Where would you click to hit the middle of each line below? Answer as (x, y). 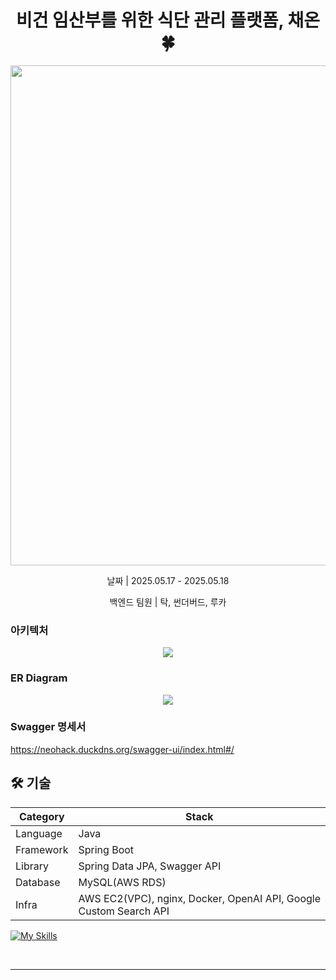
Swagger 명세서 (48, 727)
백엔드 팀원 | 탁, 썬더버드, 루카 (168, 602)
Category (41, 816)
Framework (42, 849)
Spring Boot (106, 849)
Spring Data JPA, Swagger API (150, 866)
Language (39, 833)
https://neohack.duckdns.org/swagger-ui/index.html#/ (122, 749)
